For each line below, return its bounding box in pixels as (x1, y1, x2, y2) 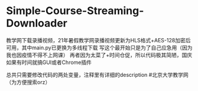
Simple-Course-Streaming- (6, 4, 144, 18)
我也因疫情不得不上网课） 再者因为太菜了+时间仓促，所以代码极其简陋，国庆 (6, 51, 193, 58)
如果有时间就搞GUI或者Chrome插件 (6, 59, 92, 66)
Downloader (6, 16, 68, 30)
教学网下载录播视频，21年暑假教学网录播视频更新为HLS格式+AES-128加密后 (6, 36, 191, 43)
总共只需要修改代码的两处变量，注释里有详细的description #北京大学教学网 (6, 71, 189, 78)
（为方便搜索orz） (6, 78, 51, 86)
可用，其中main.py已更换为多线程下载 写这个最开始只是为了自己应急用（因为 (6, 44, 193, 51)
